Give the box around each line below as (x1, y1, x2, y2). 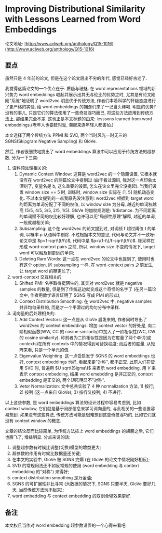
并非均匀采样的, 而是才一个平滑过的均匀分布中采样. (19, 304, 121, 310)
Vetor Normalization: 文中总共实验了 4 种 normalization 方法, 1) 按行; (19, 383, 155, 389)
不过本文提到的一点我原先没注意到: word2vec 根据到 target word (26, 195, 154, 201)
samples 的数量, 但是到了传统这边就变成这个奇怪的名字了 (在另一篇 (19, 286, 152, 292)
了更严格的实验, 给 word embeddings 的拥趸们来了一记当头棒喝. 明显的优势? (5, 103, 156, 110)
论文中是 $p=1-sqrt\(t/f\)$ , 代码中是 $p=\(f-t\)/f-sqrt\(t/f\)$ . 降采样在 (19, 238, 155, 243)
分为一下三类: (11, 154, 39, 161)
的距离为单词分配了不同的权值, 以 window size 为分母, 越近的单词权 (19, 201, 153, 207)
